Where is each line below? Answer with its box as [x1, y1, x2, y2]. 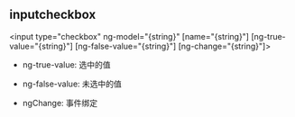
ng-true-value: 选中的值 [22, 58, 111, 70]
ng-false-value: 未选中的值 [22, 78, 122, 89]
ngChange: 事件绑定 [22, 97, 98, 108]
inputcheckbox [9, 7, 97, 22]
